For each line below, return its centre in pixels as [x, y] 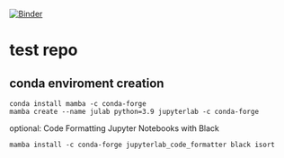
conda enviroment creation [87, 83]
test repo [44, 50]
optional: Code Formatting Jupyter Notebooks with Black [115, 128]
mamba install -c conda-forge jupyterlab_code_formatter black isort [142, 145]
